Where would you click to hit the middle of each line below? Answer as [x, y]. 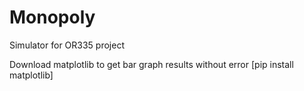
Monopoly [52, 17]
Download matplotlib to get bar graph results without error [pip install [151, 64]
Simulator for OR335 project [67, 45]
